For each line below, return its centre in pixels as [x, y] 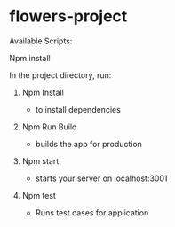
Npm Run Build [49, 127]
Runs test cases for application [92, 212]
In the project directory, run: [60, 75]
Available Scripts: [41, 41]
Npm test [39, 195]
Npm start [40, 160]
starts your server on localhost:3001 [101, 178]
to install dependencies [78, 109]
